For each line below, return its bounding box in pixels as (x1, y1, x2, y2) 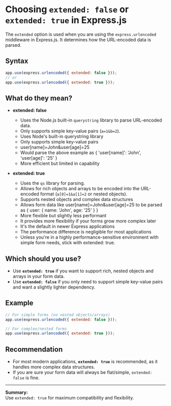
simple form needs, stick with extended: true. (20, 240, 116, 246)
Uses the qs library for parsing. (20, 180, 85, 186)
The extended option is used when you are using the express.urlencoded (5, 31, 157, 37)
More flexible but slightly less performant (20, 213, 107, 219)
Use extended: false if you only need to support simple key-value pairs (12, 279, 163, 284)
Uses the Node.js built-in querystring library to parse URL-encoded (20, 117, 162, 123)
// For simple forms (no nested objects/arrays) (5, 312, 110, 317)
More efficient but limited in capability (20, 160, 100, 166)
